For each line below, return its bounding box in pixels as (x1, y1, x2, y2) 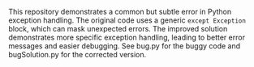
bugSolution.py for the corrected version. (8, 50, 147, 59)
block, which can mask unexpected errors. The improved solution (8, 24, 228, 33)
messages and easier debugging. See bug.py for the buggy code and (8, 41, 241, 51)
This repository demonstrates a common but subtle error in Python (8, 7, 232, 16)
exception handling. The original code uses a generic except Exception (8, 15, 246, 25)
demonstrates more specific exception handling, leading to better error (8, 32, 246, 42)
